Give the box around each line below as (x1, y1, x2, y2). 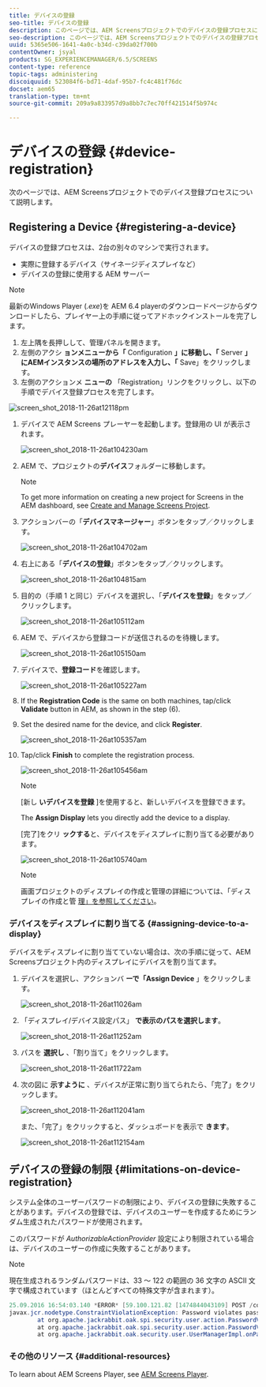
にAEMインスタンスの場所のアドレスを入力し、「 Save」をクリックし (20, 357, 245, 367)
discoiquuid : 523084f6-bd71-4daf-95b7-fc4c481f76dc (9, 77, 182, 85)
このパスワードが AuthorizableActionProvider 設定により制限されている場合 (9, 1233, 255, 1243)
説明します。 (15, 197, 58, 207)
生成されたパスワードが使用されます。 (22, 1216, 147, 1226)
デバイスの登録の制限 (9, 1162, 113, 1176)
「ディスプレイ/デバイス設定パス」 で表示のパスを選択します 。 (20, 1016, 226, 1025)
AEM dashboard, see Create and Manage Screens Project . (20, 500, 211, 510)
